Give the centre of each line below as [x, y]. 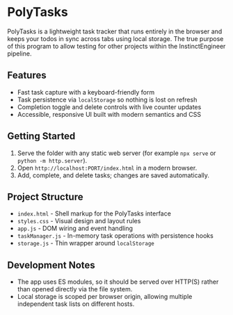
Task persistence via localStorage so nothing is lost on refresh [107, 99]
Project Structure [45, 196]
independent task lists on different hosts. [76, 304]
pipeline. [19, 54]
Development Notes [51, 265]
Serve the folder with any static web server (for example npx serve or [116, 153]
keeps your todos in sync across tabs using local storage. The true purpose [115, 38]
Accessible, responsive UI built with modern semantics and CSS [109, 114]
